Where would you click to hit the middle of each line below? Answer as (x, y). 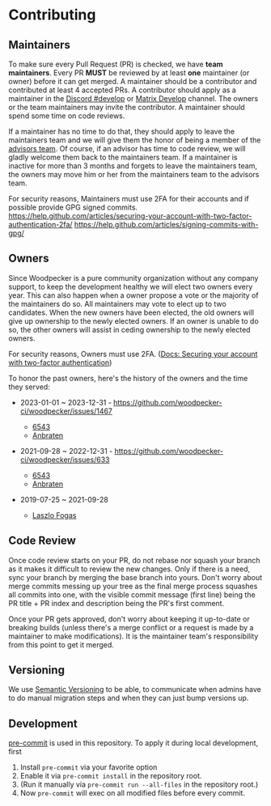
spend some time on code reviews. (67, 116)
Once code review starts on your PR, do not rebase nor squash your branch (134, 560)
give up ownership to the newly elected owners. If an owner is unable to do (133, 320)
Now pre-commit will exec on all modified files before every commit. (132, 793)
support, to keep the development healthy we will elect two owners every (131, 286)
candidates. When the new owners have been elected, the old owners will (131, 312)
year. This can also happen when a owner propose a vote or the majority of (133, 295)
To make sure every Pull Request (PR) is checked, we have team (116, 64)
